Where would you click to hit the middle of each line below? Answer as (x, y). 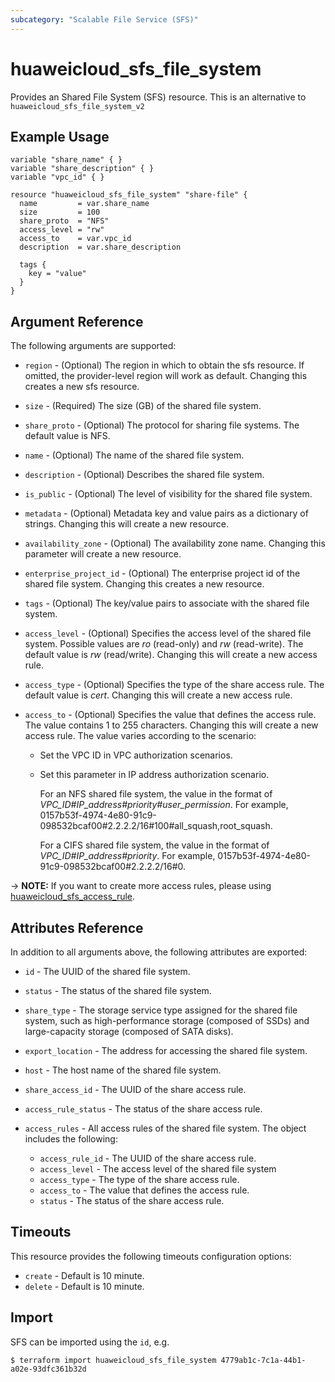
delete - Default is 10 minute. (84, 1286)
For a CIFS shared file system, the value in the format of (154, 845)
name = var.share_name (84, 204)
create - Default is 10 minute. (84, 1275)
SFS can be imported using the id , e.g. (90, 1342)
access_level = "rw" (62, 230)
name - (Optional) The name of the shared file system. (134, 455)
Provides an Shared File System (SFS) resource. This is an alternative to (158, 97)
